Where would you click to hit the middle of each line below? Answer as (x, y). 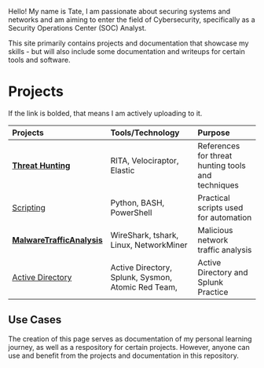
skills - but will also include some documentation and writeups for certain (126, 51)
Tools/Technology (145, 133)
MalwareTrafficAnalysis (58, 240)
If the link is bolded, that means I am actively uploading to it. (105, 113)
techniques (218, 185)
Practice (213, 292)
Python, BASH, (137, 202)
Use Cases (35, 320)
